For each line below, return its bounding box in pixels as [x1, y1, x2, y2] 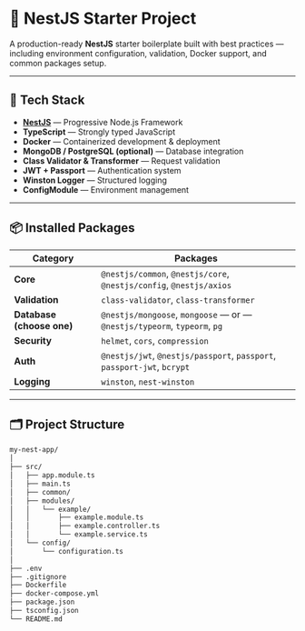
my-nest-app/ [9, 446, 59, 455]
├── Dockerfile [9, 581, 67, 590]
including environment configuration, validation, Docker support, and [9, 47, 268, 58]
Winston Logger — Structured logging [22, 175, 168, 185]
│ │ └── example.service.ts [9, 530, 148, 539]
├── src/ [9, 463, 43, 472]
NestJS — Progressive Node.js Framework [22, 116, 183, 127]
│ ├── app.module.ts [9, 471, 95, 480]
